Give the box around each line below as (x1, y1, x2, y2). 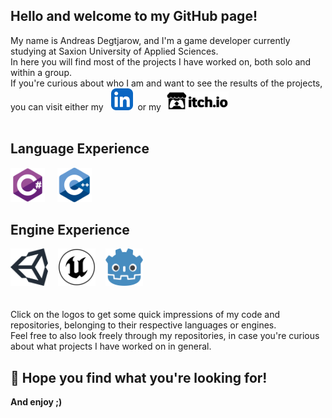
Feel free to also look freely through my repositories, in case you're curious (10, 330, 320, 342)
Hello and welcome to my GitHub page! (10, 8, 258, 25)
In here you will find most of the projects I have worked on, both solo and (10, 55, 312, 68)
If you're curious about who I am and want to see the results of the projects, (10, 77, 323, 89)
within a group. (10, 66, 73, 78)
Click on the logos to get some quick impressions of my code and (10, 309, 281, 321)
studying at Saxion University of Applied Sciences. (10, 45, 219, 57)
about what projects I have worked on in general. (10, 340, 212, 353)
